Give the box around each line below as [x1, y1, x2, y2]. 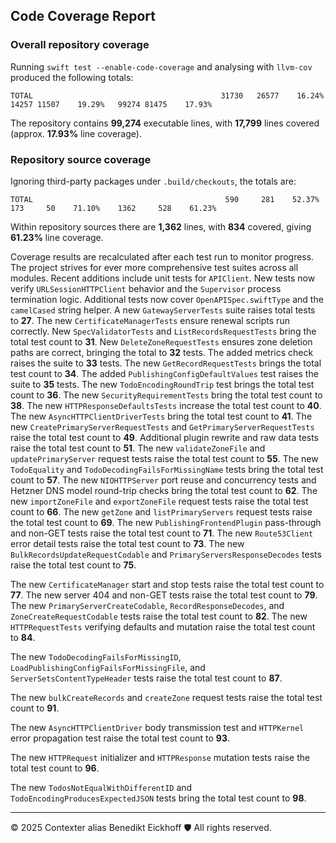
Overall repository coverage [10, 38, 150, 52]
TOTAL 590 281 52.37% [10, 194, 320, 204]
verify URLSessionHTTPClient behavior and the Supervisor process [10, 282, 282, 294]
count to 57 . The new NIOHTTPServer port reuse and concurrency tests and [10, 474, 317, 486]
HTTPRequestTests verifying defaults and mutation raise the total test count [10, 620, 316, 633]
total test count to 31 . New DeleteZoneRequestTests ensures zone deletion [10, 335, 313, 348]
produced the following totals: [10, 71, 134, 83]
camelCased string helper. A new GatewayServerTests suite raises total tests [10, 304, 316, 316]
